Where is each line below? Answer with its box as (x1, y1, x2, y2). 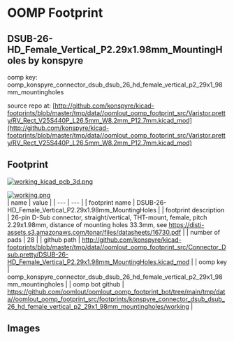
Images (7, 323, 41, 335)
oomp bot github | (73, 280, 124, 288)
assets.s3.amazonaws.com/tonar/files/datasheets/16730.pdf (7, 228, 182, 236)
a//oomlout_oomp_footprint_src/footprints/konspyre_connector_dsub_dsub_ (7, 295, 226, 303)
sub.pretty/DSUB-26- (7, 250, 68, 259)
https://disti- (168, 220, 205, 228)
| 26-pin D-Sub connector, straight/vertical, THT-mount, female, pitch (7, 213, 207, 222)
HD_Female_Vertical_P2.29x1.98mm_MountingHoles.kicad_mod (7, 257, 190, 266)
